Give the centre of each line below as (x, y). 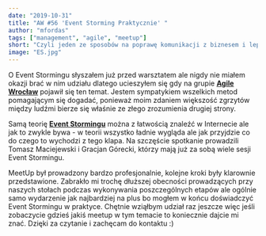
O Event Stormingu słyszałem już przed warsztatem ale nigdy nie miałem (127, 75)
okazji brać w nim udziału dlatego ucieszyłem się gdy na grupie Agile (121, 83)
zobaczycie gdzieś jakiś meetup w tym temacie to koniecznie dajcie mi (123, 215)
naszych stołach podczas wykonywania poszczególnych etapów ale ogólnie (133, 190)
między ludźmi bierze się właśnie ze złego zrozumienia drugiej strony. (122, 108)
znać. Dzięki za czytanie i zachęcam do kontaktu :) (91, 223)
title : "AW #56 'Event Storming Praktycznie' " (88, 23)
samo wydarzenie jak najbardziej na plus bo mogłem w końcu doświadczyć (131, 198)
